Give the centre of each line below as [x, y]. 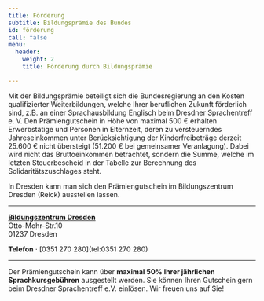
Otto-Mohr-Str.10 [35, 226]
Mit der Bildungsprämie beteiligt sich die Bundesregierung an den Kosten [126, 96]
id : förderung [31, 30]
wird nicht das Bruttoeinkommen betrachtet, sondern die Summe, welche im [131, 154]
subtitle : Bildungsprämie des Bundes [70, 23]
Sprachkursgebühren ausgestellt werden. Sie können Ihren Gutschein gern [130, 280]
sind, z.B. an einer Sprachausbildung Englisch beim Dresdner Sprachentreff [130, 112]
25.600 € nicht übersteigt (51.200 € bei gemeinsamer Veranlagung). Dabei [128, 145]
